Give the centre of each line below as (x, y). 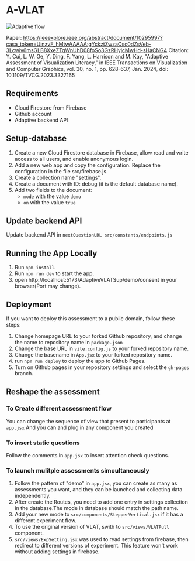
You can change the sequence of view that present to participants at (88, 421)
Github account (33, 114)
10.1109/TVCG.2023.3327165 (41, 75)
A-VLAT (25, 10)
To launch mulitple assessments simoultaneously (78, 470)
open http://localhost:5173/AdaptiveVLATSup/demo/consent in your (96, 280)
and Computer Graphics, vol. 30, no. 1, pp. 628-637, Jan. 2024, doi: (87, 69)
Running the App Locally (52, 253)
